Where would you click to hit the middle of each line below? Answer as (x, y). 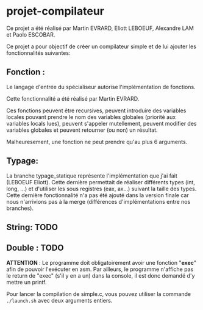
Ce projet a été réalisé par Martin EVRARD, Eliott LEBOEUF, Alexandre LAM (100, 28)
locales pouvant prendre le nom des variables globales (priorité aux (91, 117)
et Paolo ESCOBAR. (31, 34)
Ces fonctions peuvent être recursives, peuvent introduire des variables (96, 110)
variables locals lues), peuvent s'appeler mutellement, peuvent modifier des (101, 123)
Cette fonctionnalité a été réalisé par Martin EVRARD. (73, 98)
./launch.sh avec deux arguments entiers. (59, 300)
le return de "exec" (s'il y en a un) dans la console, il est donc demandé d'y (101, 275)
